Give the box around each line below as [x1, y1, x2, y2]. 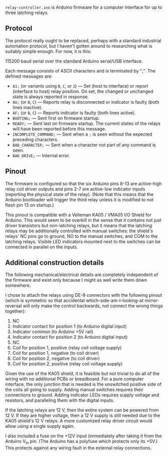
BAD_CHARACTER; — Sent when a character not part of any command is [12, 142, 156, 148]
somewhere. [5, 282, 31, 289]
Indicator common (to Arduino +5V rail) [12, 329, 94, 335]
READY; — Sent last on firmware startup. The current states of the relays [12, 120, 160, 126]
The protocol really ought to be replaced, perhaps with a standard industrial [5, 37, 161, 43]
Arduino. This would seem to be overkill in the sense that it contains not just [5, 217, 161, 223]
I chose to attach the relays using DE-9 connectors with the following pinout [5, 292, 162, 298]
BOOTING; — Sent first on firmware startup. [12, 115, 100, 121]
